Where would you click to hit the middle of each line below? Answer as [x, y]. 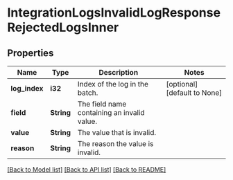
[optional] [182, 84]
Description [119, 72]
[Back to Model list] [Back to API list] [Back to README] [87, 170]
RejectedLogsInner [63, 27]
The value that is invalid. [117, 133]
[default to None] [194, 93]
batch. [88, 93]
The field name [102, 104]
